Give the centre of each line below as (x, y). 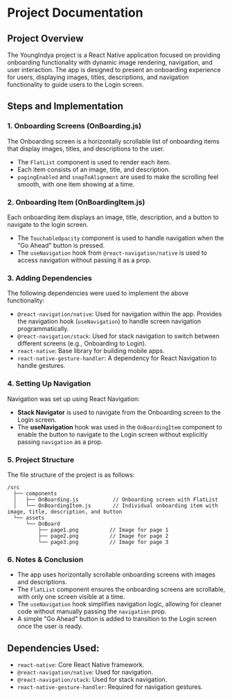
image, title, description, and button (65, 511)
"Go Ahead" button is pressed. (61, 245)
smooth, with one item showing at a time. (76, 184)
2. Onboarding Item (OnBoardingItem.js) (76, 202)
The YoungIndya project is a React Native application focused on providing (114, 55)
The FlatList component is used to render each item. (94, 162)
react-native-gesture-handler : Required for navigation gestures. (110, 687)
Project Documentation (75, 13)
